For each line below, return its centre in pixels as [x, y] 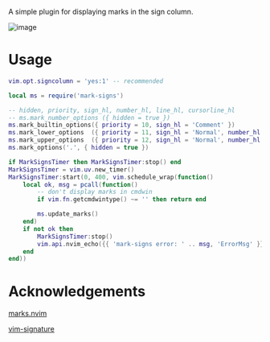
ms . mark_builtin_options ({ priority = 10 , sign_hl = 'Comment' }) [122, 125]
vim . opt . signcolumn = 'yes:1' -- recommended [86, 81]
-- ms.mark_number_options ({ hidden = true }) [90, 117]
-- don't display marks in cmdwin [95, 192]
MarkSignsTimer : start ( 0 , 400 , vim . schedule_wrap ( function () [111, 177]
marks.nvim [28, 314]
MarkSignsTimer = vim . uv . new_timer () [72, 169]
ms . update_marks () [68, 214]
